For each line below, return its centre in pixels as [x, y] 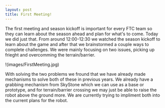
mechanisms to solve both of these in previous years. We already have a [79, 79]
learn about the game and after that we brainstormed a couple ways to [77, 44]
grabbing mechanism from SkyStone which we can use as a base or [75, 84]
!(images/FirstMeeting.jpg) [32, 64]
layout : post [19, 10]
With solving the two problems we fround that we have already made [76, 74]
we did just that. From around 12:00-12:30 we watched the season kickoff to [83, 39]
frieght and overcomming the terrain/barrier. [50, 54]
